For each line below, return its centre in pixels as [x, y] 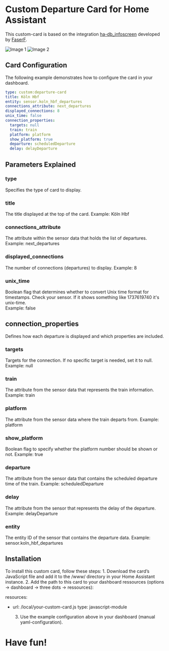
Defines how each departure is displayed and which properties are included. [84, 336]
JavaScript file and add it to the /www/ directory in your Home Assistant [80, 577]
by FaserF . [16, 40]
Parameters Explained [41, 164]
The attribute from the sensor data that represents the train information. [80, 390]
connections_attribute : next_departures [48, 106]
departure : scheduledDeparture [43, 144]
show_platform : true [31, 139]
